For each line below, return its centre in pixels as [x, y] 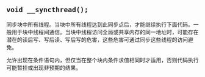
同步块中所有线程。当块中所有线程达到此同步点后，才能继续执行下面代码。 [100, 24]
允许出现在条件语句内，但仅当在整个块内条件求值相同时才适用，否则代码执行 [103, 60]
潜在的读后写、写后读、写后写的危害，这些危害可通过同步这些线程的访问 [97, 39]
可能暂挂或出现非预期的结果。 [44, 67]
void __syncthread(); [47, 10]
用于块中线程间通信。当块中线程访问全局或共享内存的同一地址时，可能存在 [105, 32]
